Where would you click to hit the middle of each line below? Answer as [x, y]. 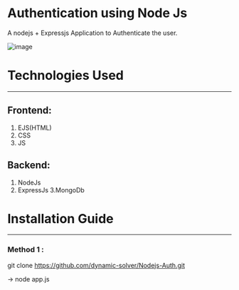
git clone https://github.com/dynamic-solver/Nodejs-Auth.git [96, 265]
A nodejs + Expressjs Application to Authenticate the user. [92, 33]
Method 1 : [26, 249]
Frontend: [30, 111]
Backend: [29, 165]
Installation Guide [60, 218]
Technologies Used [66, 76]
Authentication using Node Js [97, 13]
